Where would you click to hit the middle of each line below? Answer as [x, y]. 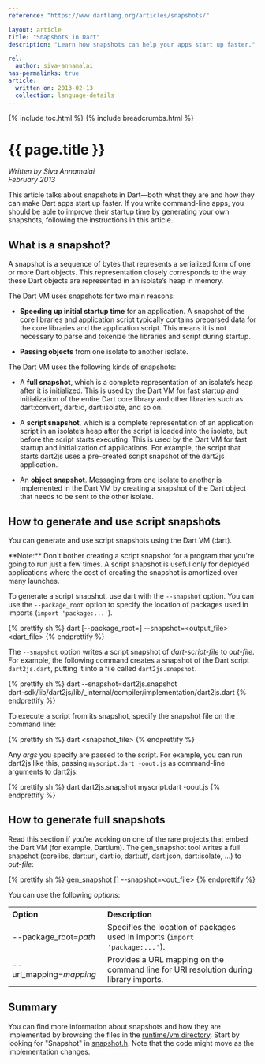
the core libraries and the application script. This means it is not [123, 328]
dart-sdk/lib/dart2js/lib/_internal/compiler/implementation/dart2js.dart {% [127, 693]
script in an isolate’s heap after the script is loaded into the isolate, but [133, 431]
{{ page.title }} [57, 149]
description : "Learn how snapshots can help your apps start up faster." [132, 44]
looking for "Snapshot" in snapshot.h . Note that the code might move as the [131, 1043]
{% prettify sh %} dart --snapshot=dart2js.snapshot [93, 684]
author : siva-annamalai [54, 66]
